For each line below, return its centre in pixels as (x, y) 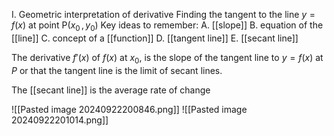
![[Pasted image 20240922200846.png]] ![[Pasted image (129, 109)
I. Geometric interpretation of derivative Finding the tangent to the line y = (163, 14)
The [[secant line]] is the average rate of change (111, 90)
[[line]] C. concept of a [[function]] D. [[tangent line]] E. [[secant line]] (155, 38)
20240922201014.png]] (60, 120)
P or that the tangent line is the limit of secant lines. (117, 70)
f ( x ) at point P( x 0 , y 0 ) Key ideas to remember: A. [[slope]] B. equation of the (167, 26)
